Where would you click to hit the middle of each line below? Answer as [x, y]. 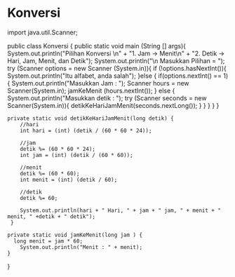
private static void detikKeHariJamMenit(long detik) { [90, 118]
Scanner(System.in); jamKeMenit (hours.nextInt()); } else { [91, 90]
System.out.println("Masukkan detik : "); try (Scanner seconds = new [107, 98]
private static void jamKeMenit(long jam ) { [75, 235]
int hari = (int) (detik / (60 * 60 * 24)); [86, 130]
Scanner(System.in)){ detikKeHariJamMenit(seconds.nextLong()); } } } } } [113, 105]
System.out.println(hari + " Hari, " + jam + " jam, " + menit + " [120, 210]
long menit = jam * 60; [48, 241]
